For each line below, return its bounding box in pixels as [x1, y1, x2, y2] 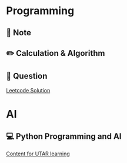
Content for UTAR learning [6, 150, 71, 157]
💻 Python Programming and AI [6, 131, 122, 142]
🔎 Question [6, 71, 48, 81]
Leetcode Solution [6, 87, 51, 94]
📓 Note [6, 28, 31, 38]
